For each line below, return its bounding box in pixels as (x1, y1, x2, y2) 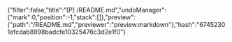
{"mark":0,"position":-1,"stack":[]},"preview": (7, 13, 136, 21)
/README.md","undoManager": (76, 6, 166, 14)
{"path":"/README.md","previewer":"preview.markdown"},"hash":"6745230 (7, 21, 226, 28)
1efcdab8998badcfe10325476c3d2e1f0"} (7, 28, 126, 36)
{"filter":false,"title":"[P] (7, 6, 75, 14)
